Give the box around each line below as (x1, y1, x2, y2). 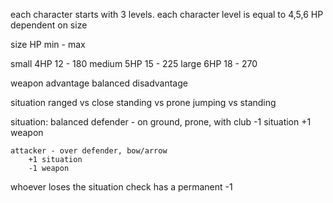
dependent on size (10, 19, 88, 31)
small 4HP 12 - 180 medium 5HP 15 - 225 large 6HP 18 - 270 (10, 58, 258, 69)
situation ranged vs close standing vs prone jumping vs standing (10, 97, 277, 108)
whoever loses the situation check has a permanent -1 (10, 181, 233, 193)
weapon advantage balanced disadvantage (10, 77, 188, 89)
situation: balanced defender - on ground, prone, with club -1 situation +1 (10, 116, 312, 128)
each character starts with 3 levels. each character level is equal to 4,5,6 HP (10, 9, 324, 20)
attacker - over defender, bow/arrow (10, 146, 168, 156)
